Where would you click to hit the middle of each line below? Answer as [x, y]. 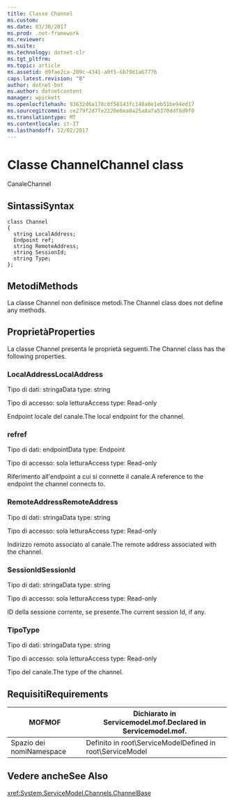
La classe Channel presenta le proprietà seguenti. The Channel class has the [116, 348]
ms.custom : [23, 20]
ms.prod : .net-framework [43, 33]
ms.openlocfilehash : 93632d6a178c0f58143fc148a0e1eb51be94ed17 [101, 105]
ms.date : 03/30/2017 [37, 26]
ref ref [17, 434]
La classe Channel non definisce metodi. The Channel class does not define [115, 302]
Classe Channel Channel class [95, 165]
